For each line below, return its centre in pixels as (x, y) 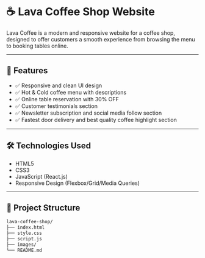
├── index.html (26, 228)
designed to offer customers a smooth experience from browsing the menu (101, 39)
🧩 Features (27, 71)
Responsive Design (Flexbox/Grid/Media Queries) (77, 183)
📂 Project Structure (43, 208)
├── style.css (24, 233)
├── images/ (21, 245)
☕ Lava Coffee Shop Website (81, 12)
